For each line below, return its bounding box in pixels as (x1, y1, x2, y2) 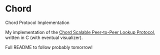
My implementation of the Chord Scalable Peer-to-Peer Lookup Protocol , (5, 29, 155, 35)
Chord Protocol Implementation (5, 19, 70, 25)
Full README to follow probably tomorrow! (5, 44, 93, 50)
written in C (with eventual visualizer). (5, 34, 83, 40)
